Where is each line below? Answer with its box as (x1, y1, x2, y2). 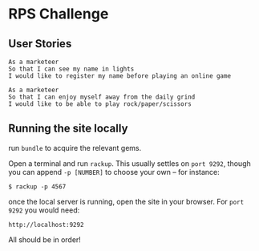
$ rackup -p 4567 (8, 182, 67, 191)
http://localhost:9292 (8, 221, 84, 229)
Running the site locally (8, 122, 128, 136)
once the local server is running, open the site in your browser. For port (8, 196, 245, 206)
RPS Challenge (8, 5, 109, 23)
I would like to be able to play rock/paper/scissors (8, 100, 192, 108)
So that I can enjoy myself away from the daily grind (8, 93, 196, 101)
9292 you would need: (8, 205, 80, 215)
